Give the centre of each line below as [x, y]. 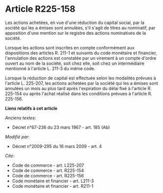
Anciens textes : [21, 118]
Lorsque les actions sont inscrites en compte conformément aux [70, 48]
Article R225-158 [40, 9]
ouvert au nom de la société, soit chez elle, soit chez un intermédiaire [75, 63]
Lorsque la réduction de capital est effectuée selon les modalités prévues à [81, 78]
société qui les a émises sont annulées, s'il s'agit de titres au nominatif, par [80, 27]
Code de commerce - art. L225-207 [48, 165]
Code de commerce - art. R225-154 [48, 170]
